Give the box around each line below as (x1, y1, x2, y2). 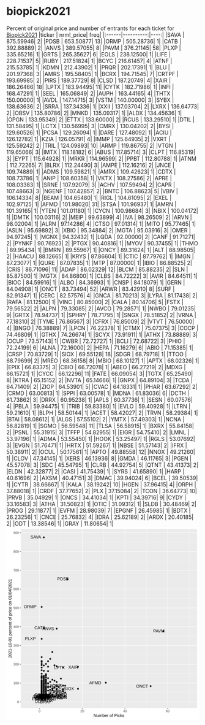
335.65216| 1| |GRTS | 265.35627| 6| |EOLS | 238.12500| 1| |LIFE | (6, 50, 171, 58)
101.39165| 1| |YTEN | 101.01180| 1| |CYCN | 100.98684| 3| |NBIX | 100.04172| (6, 207, 199, 214)
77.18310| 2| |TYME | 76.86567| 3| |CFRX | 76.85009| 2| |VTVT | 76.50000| (6, 318, 195, 325)
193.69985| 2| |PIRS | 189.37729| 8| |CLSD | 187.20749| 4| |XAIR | (6, 77, 171, 84)
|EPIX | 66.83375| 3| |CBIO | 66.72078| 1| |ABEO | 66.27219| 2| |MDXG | (6, 363, 186, 370)
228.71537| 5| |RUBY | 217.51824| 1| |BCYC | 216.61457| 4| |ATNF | (6, 57, 173, 64)
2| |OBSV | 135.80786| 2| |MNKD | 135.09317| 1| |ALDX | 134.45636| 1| (6, 109, 182, 117)
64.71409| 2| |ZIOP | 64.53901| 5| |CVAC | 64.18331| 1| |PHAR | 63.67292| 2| (6, 383, 198, 390)
